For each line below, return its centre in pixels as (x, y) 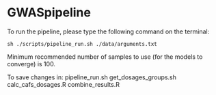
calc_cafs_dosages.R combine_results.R (63, 84)
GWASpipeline (49, 13)
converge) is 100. (31, 64)
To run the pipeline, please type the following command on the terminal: (108, 31)
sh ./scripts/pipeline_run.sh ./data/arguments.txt (82, 44)
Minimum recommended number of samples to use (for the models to (105, 57)
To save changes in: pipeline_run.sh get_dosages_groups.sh (92, 77)
